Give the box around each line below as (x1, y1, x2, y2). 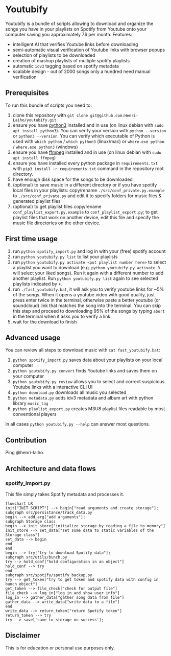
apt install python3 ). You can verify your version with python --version (12, 127, 166, 133)
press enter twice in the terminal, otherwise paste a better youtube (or (12, 297, 161, 303)
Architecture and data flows (5, 464, 96, 473)
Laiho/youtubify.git (12, 118, 57, 123)
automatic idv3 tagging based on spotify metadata (12, 63, 119, 69)
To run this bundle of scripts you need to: (5, 102, 92, 108)
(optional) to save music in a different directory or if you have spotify (12, 181, 157, 188)
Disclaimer (5, 631, 40, 640)
